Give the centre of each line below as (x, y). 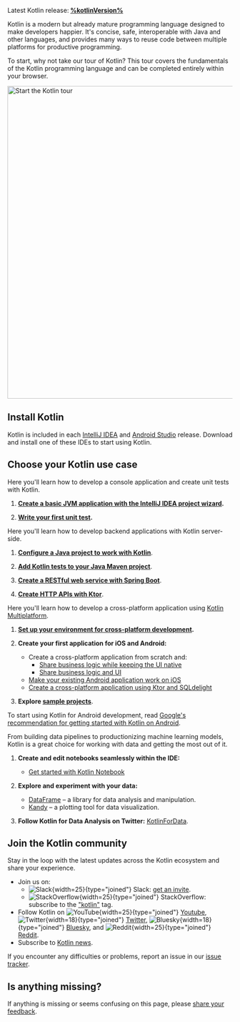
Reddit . (28, 935)
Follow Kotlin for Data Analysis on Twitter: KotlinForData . (103, 820)
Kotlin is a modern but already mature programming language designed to (116, 24)
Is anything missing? (55, 987)
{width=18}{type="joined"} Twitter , (96, 920)
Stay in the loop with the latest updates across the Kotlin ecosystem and (114, 860)
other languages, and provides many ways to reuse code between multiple (117, 39)
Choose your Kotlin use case (72, 465)
